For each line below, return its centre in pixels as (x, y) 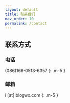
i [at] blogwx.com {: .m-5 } (32, 95)
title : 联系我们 (20, 14)
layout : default (22, 10)
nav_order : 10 (20, 19)
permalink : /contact (26, 23)
